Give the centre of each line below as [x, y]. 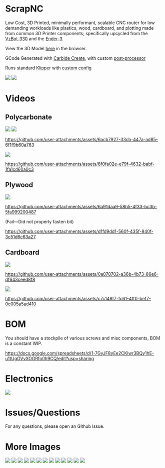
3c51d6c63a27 [20, 237]
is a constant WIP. [24, 343]
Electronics [29, 378]
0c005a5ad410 [21, 304]
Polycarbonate [29, 117]
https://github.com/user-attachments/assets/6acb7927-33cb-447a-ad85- [82, 139]
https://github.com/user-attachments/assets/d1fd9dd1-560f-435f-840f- [79, 231]
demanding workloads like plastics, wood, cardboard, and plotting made [79, 28]
